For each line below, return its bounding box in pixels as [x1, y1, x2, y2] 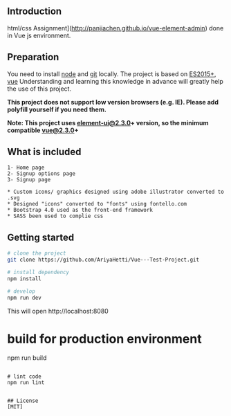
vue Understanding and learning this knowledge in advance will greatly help [7, 77, 223, 85]
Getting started [7, 231, 75, 243]
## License [7, 397, 39, 404]
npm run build [7, 354, 47, 362]
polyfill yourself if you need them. [7, 105, 107, 114]
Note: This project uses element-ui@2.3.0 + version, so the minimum [7, 118, 209, 127]
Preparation [7, 51, 59, 63]
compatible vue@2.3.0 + [7, 126, 79, 134]
